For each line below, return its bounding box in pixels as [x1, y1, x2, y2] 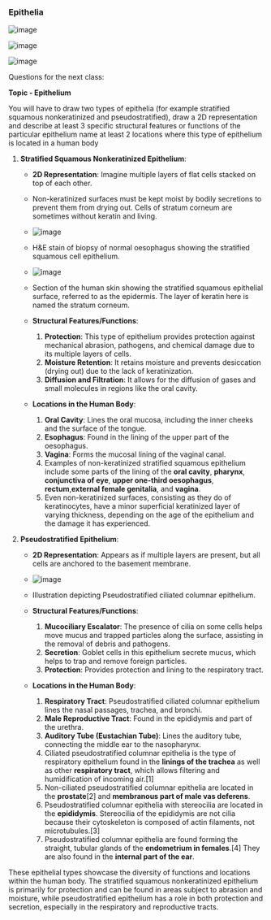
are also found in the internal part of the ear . [44, 852, 195, 861]
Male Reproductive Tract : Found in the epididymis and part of [44, 714, 253, 723]
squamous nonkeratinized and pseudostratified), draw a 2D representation [8, 112, 258, 122]
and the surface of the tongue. [44, 423, 147, 433]
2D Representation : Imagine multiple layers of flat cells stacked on [32, 170, 256, 180]
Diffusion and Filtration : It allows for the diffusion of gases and [44, 375, 256, 384]
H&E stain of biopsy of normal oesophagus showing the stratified [32, 243, 250, 253]
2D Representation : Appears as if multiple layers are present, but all [32, 550, 261, 560]
